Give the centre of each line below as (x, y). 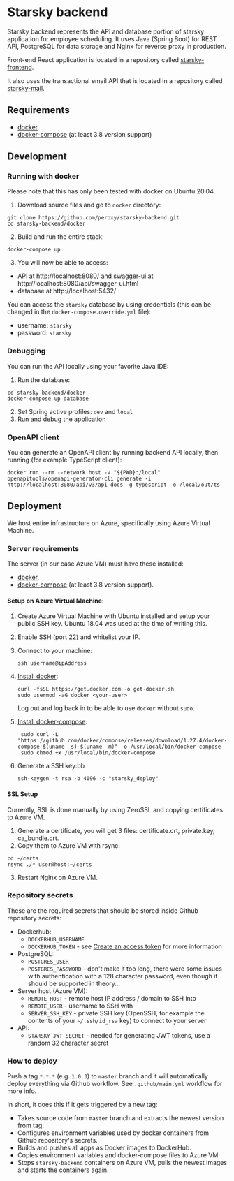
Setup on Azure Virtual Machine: (56, 601)
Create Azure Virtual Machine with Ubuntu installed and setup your (114, 616)
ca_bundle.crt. (38, 838)
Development (37, 157)
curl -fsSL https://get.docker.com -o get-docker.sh (96, 689)
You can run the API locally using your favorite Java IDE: (88, 366)
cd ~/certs (23, 858)
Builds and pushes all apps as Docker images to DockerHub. (104, 1148)
